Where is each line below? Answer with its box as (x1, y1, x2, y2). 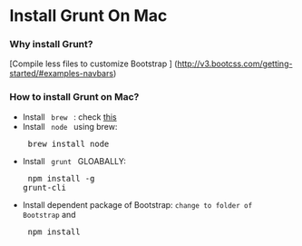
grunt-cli (22, 182, 66, 192)
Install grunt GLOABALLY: (22, 155, 127, 166)
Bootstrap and (22, 209, 76, 220)
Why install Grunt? (9, 38, 93, 51)
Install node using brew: (22, 121, 118, 132)
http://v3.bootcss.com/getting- (176, 58, 293, 69)
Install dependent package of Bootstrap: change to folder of (22, 199, 253, 210)
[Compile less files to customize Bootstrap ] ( (9, 58, 178, 69)
